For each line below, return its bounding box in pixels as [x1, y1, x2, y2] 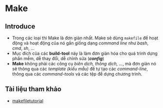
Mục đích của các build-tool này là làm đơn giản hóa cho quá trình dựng [12, 50, 158, 56]
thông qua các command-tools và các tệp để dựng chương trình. [12, 71, 143, 77]
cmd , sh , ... [12, 46, 35, 51]
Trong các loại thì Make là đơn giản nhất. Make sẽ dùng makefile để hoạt [12, 35, 159, 41]
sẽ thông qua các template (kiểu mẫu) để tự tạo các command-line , [12, 66, 148, 72]
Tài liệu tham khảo [5, 85, 62, 93]
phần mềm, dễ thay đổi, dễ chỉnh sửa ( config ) [12, 56, 105, 61]
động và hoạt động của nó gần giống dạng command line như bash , [12, 40, 149, 46]
